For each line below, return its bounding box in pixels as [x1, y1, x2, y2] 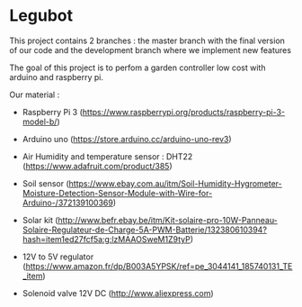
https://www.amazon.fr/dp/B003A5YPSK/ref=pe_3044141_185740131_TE [25, 260, 293, 271]
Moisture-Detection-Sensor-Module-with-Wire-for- [22, 187, 213, 198]
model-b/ [22, 116, 58, 127]
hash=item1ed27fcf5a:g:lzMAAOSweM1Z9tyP [22, 233, 191, 244]
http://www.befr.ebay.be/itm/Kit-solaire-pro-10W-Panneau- [58, 214, 279, 225]
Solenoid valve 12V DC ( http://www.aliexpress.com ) [22, 287, 214, 298]
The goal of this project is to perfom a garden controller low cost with [9, 62, 266, 73]
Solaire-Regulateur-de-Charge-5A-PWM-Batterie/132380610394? [22, 224, 268, 235]
